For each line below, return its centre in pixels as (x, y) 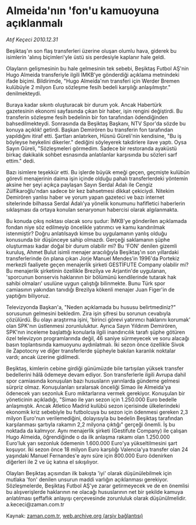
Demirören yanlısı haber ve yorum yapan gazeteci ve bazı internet (85, 197)
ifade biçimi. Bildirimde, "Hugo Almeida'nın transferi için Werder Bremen (93, 81)
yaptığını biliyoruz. (28, 296)
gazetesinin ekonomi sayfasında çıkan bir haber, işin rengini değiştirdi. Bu (94, 111)
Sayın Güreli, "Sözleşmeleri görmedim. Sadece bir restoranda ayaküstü (92, 148)
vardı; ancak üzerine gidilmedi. (43, 357)
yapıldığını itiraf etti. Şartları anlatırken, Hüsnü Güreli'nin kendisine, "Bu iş (94, 136)
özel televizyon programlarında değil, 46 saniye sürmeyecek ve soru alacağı (98, 338)
